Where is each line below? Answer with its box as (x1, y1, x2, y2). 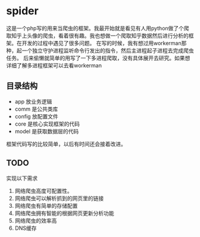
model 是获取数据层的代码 (14, 127, 79, 135)
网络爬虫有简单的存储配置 (14, 202, 78, 209)
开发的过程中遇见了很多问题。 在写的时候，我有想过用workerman (21, 39, 182, 46)
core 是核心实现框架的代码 (14, 120, 80, 127)
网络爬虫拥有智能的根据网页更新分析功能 (14, 210, 114, 217)
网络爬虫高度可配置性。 (14, 187, 73, 194)
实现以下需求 (6, 174, 37, 182)
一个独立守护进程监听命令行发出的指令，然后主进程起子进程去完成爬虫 (21, 46, 194, 54)
